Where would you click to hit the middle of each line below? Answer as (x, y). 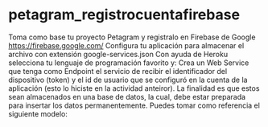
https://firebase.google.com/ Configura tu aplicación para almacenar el (126, 45)
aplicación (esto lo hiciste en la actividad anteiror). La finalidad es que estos (134, 88)
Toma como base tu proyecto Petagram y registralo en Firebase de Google (132, 37)
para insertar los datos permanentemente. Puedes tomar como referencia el (134, 105)
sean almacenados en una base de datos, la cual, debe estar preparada (127, 96)
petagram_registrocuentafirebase (124, 15)
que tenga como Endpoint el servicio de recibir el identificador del (118, 71)
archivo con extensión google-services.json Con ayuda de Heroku (118, 54)
